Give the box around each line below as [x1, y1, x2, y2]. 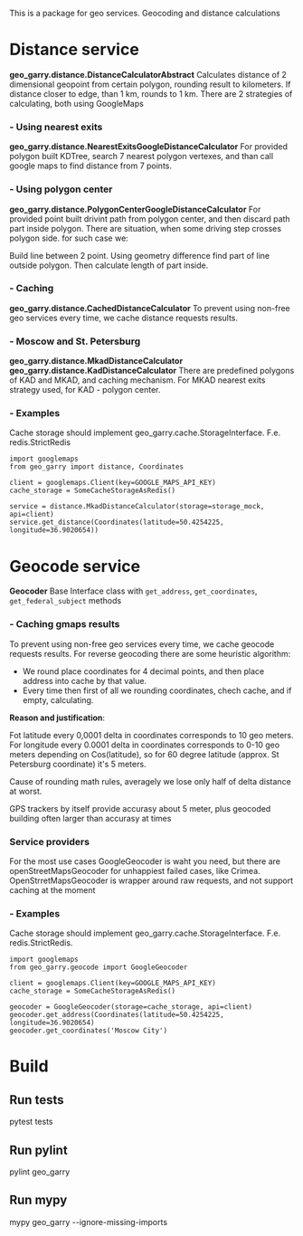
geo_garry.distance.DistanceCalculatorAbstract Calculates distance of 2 [9, 69, 288, 80]
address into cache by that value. [22, 675, 147, 686]
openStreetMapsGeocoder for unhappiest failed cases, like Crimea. [9, 865, 260, 876]
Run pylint [9, 1142, 68, 1157]
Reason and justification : [9, 712, 106, 723]
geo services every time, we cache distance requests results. [9, 312, 238, 323]
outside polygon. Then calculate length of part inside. [9, 260, 209, 271]
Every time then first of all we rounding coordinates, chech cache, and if [22, 685, 292, 696]
